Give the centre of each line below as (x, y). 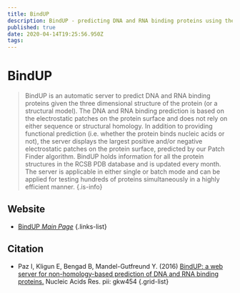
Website (26, 209)
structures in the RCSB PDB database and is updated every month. (123, 164)
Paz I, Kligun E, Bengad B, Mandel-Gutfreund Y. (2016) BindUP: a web (120, 266)
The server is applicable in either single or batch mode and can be (122, 172)
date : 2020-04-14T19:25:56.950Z (55, 34)
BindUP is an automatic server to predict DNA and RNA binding (117, 96)
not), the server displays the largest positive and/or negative (114, 141)
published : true (31, 27)
